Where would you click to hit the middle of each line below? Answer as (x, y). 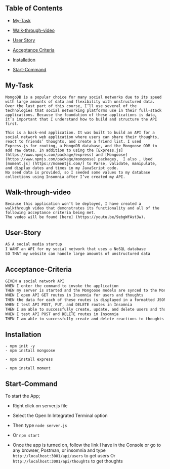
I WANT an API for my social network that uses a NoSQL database (75, 249)
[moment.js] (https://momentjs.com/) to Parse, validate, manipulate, (81, 163)
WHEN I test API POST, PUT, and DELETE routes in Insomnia (69, 305)
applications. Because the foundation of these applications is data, (81, 115)
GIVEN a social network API (35, 281)
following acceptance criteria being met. (51, 213)
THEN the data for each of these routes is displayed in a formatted (80, 300)
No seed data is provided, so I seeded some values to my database (78, 172)
